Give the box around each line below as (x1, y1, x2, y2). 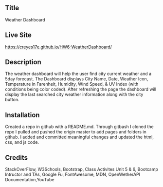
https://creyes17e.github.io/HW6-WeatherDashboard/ (5, 44, 112, 50)
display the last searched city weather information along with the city (5, 92, 144, 97)
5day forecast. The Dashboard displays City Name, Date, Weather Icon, (5, 76, 148, 82)
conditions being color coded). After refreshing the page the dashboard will (5, 86, 157, 92)
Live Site (5, 31, 32, 39)
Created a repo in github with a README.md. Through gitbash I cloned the (5, 124, 154, 130)
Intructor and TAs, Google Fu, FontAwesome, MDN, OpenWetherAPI (5, 171, 140, 177)
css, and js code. (5, 139, 39, 145)
